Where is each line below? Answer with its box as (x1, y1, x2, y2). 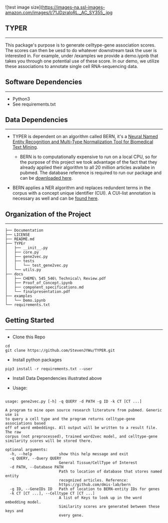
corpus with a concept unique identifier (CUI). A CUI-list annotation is (12, 190, 156, 196)
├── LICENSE (5, 232, 30, 237)
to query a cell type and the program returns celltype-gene (5, 416, 135, 422)
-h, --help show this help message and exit (9, 451, 128, 457)
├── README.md (5, 237, 35, 242)
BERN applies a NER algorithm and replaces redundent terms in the (12, 185, 151, 191)
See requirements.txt (12, 101, 56, 107)
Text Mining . (12, 144, 38, 150)
